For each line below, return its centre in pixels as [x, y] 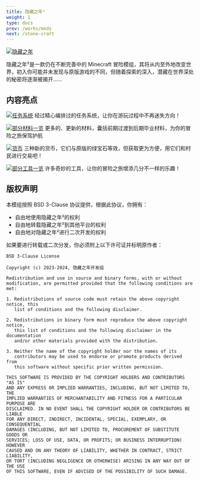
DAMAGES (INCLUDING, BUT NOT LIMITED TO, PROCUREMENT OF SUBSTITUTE [93, 430]
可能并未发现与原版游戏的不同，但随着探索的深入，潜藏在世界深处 [113, 72]
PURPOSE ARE [21, 404]
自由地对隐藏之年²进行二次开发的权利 [60, 232]
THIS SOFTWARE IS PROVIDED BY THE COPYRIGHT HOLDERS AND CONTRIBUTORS [96, 377]
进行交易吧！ [27, 155]
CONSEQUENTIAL [24, 424]
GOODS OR [17, 435]
